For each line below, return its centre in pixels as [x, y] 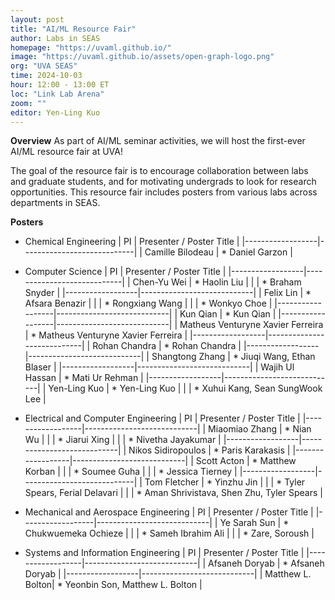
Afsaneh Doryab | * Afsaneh [266, 563]
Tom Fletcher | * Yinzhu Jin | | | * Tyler [225, 482]
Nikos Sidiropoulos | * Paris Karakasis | [209, 450]
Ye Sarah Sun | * [254, 523]
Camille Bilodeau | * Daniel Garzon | [218, 252]
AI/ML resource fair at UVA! [66, 152]
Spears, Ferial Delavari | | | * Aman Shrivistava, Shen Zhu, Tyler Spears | [173, 493]
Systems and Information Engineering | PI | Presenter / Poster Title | [164, 553]
